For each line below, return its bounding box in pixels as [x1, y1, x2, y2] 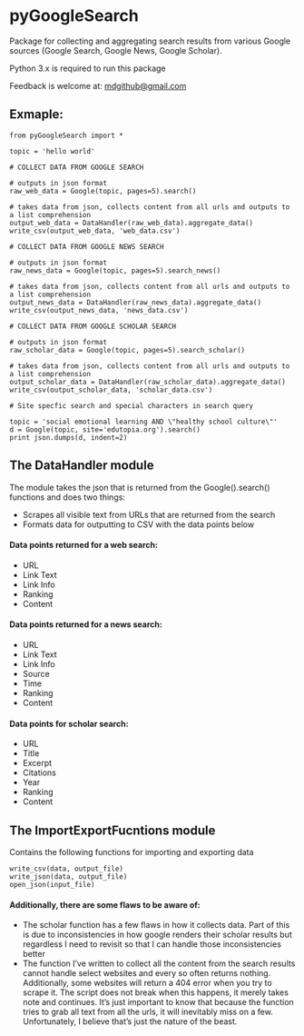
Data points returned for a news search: [9, 619, 163, 630]
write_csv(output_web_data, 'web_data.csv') [9, 226, 181, 235]
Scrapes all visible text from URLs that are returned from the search [22, 509, 276, 520]
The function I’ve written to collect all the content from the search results [22, 958, 296, 969]
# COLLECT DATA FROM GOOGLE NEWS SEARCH [9, 242, 165, 251]
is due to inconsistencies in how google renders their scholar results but [22, 929, 292, 941]
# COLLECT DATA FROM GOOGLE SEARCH [9, 163, 144, 172]
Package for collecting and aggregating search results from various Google [9, 35, 291, 46]
